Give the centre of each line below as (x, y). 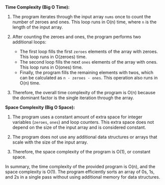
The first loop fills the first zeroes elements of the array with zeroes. (89, 52)
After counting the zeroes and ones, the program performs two (77, 37)
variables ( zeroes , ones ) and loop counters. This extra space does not (83, 122)
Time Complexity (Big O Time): (37, 7)
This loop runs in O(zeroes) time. (53, 57)
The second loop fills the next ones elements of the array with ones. (88, 62)
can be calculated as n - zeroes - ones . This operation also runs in (89, 78)
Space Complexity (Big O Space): (40, 107)
